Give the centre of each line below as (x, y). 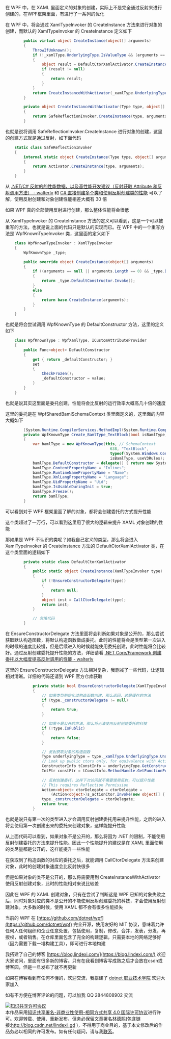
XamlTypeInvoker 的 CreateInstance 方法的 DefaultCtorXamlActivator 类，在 (85, 546)
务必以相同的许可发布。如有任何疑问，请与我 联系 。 (63, 1031)
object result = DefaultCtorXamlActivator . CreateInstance (104, 65)
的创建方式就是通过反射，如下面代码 (43, 138)
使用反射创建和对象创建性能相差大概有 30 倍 (61, 199)
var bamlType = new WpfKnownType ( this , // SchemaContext (94, 444)
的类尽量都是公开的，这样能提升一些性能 (48, 849)
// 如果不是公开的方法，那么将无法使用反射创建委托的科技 (94, 724)
